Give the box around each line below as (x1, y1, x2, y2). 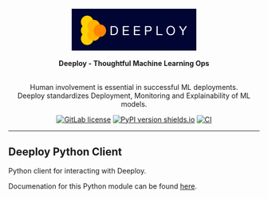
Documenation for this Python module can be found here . (8, 181, 198, 191)
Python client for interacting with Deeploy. (8, 166, 147, 176)
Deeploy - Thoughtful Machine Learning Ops (58, 58, 210, 68)
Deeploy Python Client (8, 145, 122, 158)
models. (120, 99, 148, 108)
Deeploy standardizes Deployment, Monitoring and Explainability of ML (17, 91, 251, 100)
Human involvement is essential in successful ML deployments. (30, 82, 238, 92)
